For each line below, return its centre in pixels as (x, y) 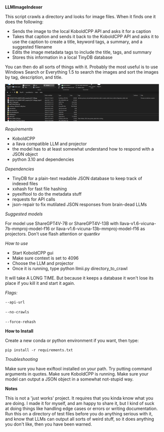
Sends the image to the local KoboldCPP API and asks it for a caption (82, 31)
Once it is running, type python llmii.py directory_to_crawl (70, 268)
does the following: (24, 22)
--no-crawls (17, 312)
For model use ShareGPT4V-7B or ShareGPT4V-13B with (62, 223)
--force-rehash (20, 322)
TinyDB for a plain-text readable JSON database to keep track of (77, 178)
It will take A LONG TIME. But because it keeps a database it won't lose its (79, 278)
